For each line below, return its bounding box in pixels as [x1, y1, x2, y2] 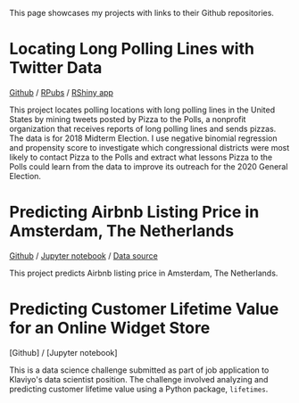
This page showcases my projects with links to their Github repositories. [9, 8, 275, 18]
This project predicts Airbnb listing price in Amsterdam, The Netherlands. [9, 267, 278, 278]
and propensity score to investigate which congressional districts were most [9, 142, 290, 152]
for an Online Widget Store [9, 318, 211, 338]
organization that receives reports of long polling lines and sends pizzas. [9, 123, 277, 134]
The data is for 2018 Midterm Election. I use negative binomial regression [9, 133, 278, 144]
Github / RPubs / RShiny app [9, 86, 114, 97]
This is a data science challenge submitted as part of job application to [9, 365, 270, 375]
